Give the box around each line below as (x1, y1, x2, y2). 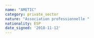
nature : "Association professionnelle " (5, 16, 90, 21)
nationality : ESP (5, 21, 41, 26)
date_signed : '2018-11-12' (5, 26, 61, 31)
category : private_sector (5, 12, 58, 17)
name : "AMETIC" (5, 7, 37, 12)
